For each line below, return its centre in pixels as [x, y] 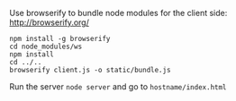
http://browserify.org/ [50, 22]
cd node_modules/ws [46, 46]
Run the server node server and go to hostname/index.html [118, 87]
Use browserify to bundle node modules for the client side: [118, 13]
